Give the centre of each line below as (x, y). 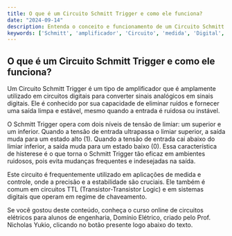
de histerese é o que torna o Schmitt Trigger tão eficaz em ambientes (106, 154)
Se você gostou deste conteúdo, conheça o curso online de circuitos (106, 210)
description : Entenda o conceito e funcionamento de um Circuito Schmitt (116, 26)
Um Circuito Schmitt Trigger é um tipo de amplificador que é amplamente (111, 89)
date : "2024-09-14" (35, 20)
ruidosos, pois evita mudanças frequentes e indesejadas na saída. (101, 161)
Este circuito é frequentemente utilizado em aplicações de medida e (104, 175)
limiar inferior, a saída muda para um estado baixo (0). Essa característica (112, 146)
